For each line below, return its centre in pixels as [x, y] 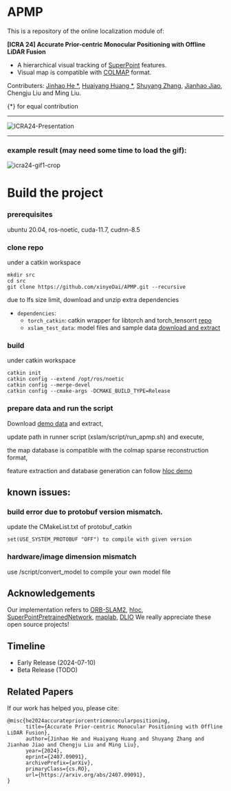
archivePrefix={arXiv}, [59, 763]
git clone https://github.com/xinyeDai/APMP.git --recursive [97, 287]
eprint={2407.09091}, [56, 757]
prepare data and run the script [60, 409]
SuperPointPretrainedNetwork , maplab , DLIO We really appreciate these [109, 617]
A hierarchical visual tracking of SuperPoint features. [92, 65]
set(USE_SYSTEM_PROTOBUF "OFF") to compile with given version [100, 540]
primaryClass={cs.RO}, [58, 769]
